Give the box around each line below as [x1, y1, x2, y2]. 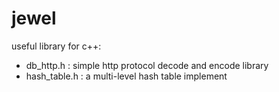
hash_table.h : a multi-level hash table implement [25, 70, 228, 82]
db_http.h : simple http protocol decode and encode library [25, 59, 269, 71]
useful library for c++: [11, 40, 102, 52]
